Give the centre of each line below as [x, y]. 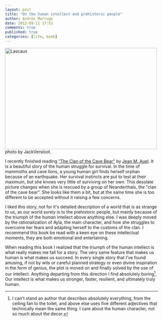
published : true [21, 32]
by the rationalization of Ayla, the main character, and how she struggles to [80, 222]
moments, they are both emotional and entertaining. [57, 238]
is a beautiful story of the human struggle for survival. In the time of [73, 166]
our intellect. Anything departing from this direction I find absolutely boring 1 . [81, 273]
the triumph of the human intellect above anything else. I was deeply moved [81, 217]
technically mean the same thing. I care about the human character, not [83, 308]
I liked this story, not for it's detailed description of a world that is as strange [81, 207]
